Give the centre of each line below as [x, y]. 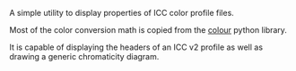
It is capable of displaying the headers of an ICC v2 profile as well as [136, 47]
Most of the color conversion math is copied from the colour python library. [148, 30]
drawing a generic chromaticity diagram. [84, 56]
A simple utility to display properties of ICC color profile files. [122, 13]
